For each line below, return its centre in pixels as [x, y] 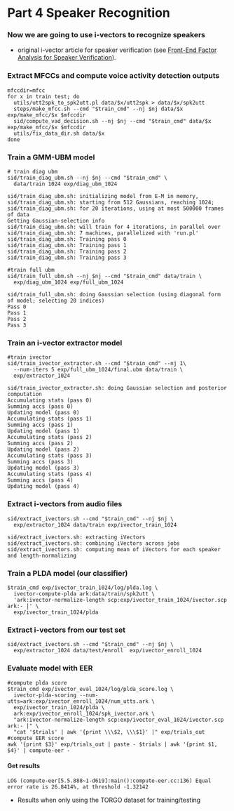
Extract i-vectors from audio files [65, 504]
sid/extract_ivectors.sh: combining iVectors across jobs [94, 543]
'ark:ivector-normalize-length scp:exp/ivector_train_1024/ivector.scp [121, 600]
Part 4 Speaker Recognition [89, 13]
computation [25, 395]
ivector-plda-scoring [45, 695]
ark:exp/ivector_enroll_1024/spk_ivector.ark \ [84, 713]
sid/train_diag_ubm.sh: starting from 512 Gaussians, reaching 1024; [111, 203]
